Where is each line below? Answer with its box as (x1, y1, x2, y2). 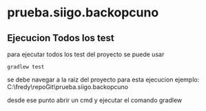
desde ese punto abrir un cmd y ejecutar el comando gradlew (7, 96, 183, 104)
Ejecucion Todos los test (7, 32, 115, 44)
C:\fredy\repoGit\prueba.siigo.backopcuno (7, 83, 129, 90)
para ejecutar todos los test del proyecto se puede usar (7, 50, 165, 58)
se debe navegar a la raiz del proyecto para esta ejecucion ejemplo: (7, 75, 200, 84)
